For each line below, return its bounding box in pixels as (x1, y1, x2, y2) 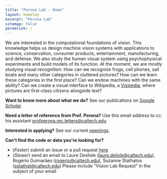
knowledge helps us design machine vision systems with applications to (5, 45, 154, 51)
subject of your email (12, 168, 57, 174)
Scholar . (5, 103, 23, 109)
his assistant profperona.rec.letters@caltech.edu (5, 118, 107, 124)
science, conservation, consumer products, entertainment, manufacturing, (5, 51, 159, 57)
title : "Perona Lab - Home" (5, 7, 64, 13)
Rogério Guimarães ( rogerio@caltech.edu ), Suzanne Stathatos (12, 157, 142, 163)
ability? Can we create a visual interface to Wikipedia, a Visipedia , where (5, 82, 156, 88)
